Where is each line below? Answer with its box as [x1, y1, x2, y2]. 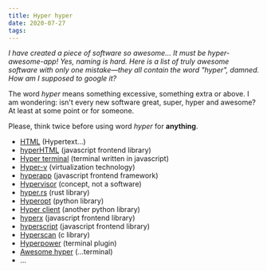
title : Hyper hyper [8, 11, 73, 20]
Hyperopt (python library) [19, 196, 104, 206]
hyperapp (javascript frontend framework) [19, 171, 159, 180]
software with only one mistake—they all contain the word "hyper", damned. [8, 65, 260, 75]
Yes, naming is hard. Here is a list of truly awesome [60, 57, 230, 66]
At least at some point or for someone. [8, 106, 135, 116]
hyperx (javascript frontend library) [19, 213, 135, 223]
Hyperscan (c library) [19, 230, 90, 240]
